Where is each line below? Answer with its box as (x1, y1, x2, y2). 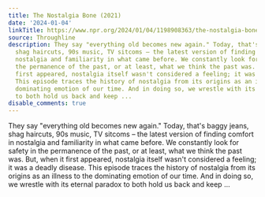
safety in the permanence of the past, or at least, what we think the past (8, 147, 243, 156)
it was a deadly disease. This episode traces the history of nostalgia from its (8, 163, 256, 173)
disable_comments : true (8, 99, 87, 107)
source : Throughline (8, 33, 77, 42)
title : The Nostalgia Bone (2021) (8, 11, 122, 20)
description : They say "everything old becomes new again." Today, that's (8, 41, 259, 49)
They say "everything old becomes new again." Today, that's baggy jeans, (8, 121, 249, 131)
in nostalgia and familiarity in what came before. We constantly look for (8, 138, 239, 147)
